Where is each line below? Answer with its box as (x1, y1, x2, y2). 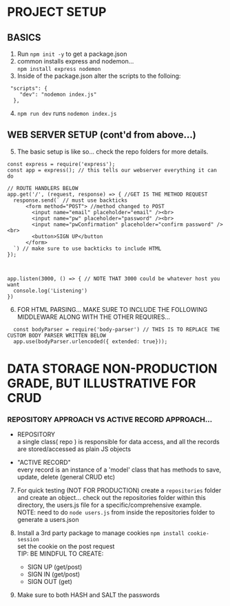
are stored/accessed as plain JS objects (17, 445, 132, 453)
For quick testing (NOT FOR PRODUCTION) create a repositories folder (17, 486, 222, 494)
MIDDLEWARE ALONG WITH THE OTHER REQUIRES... (17, 313, 171, 321)
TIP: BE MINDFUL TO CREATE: (17, 550, 104, 558)
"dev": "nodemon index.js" (19, 91, 97, 98)
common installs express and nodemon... (17, 57, 134, 65)
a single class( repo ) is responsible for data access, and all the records (17, 438, 220, 446)
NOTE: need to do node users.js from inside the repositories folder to (17, 508, 216, 516)
